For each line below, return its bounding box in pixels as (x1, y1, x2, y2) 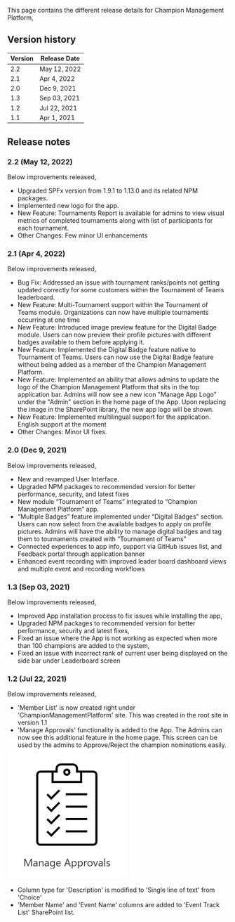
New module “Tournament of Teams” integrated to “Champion (17, 497, 198, 505)
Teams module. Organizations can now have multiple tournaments (17, 309, 209, 317)
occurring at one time (17, 316, 81, 324)
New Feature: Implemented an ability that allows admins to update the (17, 375, 220, 384)
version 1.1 (17, 718, 48, 727)
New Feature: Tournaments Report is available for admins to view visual (17, 209, 224, 217)
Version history (7, 34, 76, 46)
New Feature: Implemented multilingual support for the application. (17, 413, 211, 421)
